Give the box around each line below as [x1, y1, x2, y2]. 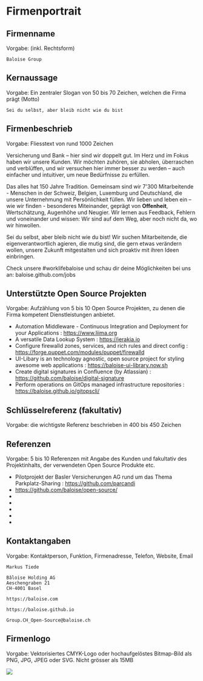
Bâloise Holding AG [6, 575, 56, 581]
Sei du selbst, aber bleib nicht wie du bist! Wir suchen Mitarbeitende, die [6, 233, 188, 241]
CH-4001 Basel [6, 585, 42, 591]
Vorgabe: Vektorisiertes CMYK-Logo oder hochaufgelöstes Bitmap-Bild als [6, 649, 192, 657]
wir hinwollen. [6, 221, 41, 229]
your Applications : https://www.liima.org [15, 330, 118, 337]
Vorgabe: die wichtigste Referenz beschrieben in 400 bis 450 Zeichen [6, 421, 182, 429]
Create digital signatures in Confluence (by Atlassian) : [15, 368, 151, 375]
